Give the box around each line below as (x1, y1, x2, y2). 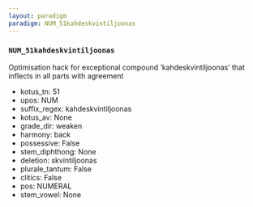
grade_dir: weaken (19, 120, 83, 130)
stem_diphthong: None (19, 146, 96, 156)
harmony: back (19, 129, 71, 139)
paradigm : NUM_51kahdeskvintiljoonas (8, 19, 136, 27)
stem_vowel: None (19, 189, 82, 199)
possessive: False (19, 138, 80, 148)
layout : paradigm (8, 11, 67, 20)
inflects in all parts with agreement (8, 70, 124, 81)
